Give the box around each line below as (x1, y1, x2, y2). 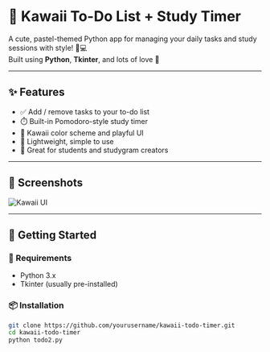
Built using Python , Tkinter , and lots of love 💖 (8, 54, 160, 64)
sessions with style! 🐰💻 (8, 43, 88, 52)
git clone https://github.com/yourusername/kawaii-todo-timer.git (8, 321, 235, 329)
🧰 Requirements (8, 252, 72, 263)
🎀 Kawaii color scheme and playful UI (19, 128, 145, 138)
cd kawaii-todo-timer (8, 329, 81, 337)
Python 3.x (19, 271, 56, 280)
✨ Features (8, 85, 65, 99)
